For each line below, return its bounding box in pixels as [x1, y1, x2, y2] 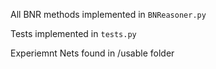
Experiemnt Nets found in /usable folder [10, 47, 175, 59]
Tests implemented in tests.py [10, 28, 137, 39]
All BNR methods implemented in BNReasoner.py [10, 9, 207, 20]
